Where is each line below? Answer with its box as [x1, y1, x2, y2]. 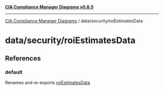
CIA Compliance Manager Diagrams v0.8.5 [5, 4, 94, 10]
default [5, 69, 23, 75]
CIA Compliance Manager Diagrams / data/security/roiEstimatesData [5, 18, 143, 24]
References [5, 54, 41, 62]
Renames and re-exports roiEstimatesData [5, 79, 90, 85]
